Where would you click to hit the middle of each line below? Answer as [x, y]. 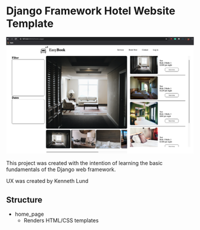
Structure [24, 200]
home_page [29, 214]
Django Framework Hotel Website [91, 11]
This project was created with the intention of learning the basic [85, 163]
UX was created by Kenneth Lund [47, 181]
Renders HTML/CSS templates [61, 220]
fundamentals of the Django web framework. [61, 170]
